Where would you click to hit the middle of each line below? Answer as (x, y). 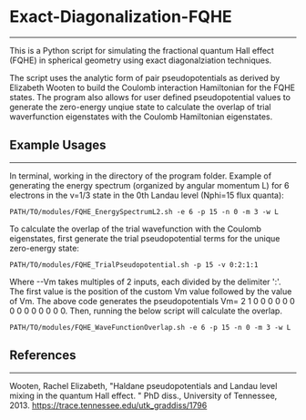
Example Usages (58, 145)
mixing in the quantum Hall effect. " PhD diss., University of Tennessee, (143, 395)
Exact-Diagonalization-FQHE (121, 17)
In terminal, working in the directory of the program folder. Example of (140, 176)
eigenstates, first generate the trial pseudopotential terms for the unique (145, 238)
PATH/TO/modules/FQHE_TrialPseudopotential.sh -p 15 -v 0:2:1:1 (134, 265)
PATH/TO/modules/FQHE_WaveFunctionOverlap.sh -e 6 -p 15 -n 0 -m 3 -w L (150, 327)
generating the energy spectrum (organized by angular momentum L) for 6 (149, 185)
